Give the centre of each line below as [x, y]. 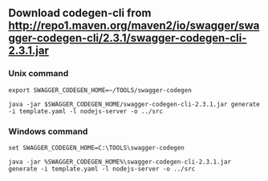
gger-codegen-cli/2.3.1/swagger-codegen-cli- [128, 38]
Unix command [39, 74]
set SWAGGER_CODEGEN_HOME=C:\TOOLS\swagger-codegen [96, 147]
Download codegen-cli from [80, 13]
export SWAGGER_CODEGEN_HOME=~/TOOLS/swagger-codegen [100, 90]
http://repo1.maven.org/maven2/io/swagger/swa [134, 26]
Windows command [48, 131]
